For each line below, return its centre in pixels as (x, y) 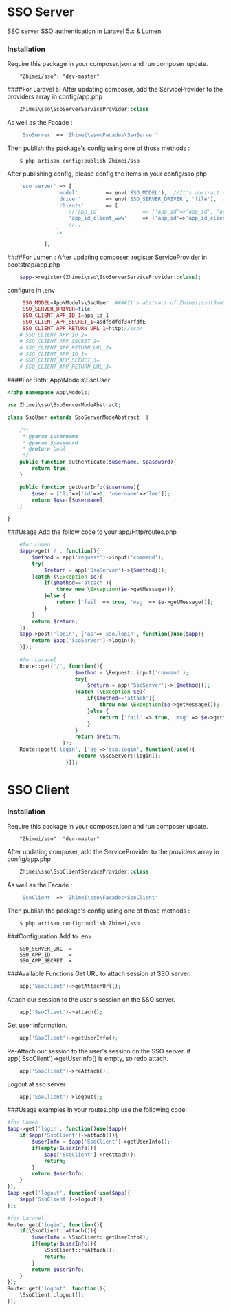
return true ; (51, 468)
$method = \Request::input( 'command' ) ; (132, 672)
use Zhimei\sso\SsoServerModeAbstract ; (64, 405)
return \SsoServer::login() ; (120, 756)
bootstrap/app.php (34, 264)
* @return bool (44, 449)
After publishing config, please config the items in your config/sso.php (107, 174)
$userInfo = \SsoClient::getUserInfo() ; (90, 1237)
